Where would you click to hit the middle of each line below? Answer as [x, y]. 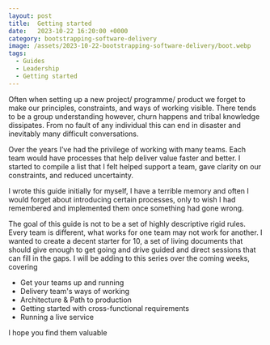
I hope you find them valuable [58, 332]
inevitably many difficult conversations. [74, 134]
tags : [17, 53]
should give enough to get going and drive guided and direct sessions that [132, 249]
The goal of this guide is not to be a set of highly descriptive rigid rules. [127, 224]
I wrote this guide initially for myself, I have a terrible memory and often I [129, 190]
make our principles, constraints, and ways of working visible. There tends [133, 108]
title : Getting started [50, 23]
